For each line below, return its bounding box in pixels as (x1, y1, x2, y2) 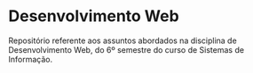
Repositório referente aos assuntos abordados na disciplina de (8, 35, 237, 46)
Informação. (8, 54, 53, 64)
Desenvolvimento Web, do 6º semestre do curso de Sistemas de (8, 44, 245, 55)
